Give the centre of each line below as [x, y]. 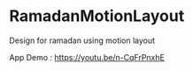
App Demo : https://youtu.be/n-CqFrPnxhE [87, 57]
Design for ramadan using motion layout [82, 40]
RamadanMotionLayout [97, 16]
